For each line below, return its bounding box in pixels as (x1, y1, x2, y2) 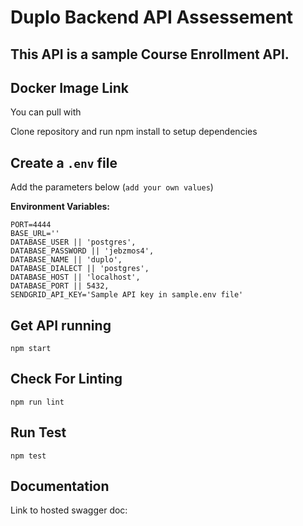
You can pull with (10, 106, 82, 118)
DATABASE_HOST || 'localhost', (10, 272, 141, 283)
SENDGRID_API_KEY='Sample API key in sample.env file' (10, 290, 244, 300)
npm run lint (10, 397, 65, 407)
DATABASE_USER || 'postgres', (10, 237, 137, 248)
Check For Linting (10, 371, 123, 388)
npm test (10, 451, 47, 461)
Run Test (10, 424, 67, 441)
